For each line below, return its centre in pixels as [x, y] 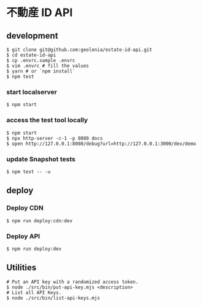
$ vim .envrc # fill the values [48, 66]
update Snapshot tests [41, 159]
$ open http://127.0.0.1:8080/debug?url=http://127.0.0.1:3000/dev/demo [101, 144]
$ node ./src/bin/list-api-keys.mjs [53, 298]
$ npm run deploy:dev [34, 249]
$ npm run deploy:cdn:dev [39, 221]
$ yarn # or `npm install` [41, 71]
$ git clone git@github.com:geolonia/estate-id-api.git [79, 50]
